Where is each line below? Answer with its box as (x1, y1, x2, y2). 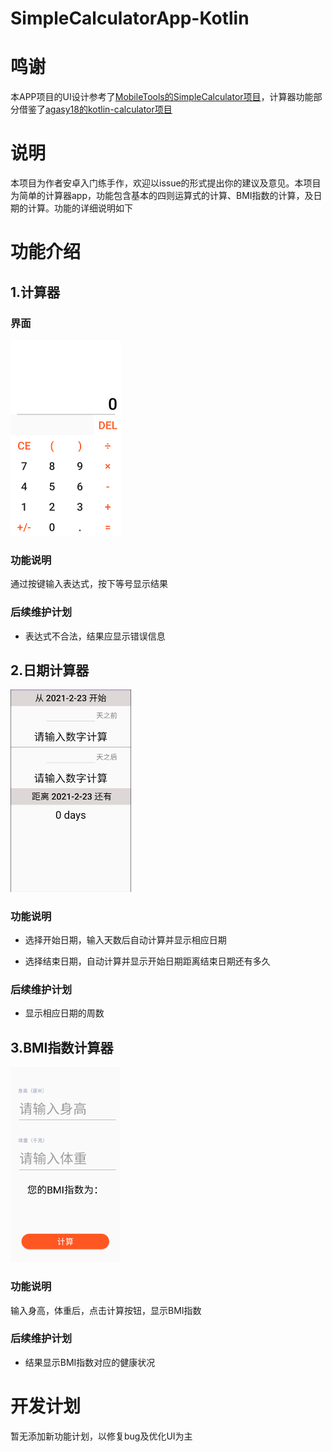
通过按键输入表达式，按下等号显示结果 (10, 578, 168, 590)
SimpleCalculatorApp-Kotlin (10, 7, 250, 30)
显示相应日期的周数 (24, 1007, 105, 1019)
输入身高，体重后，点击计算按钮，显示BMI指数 (10, 1304, 202, 1316)
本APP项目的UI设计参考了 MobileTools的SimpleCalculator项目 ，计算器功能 (10, 91, 314, 103)
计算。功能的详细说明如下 (27, 202, 133, 214)
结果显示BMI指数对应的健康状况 (24, 1356, 156, 1368)
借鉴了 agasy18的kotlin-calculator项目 (18, 103, 173, 116)
